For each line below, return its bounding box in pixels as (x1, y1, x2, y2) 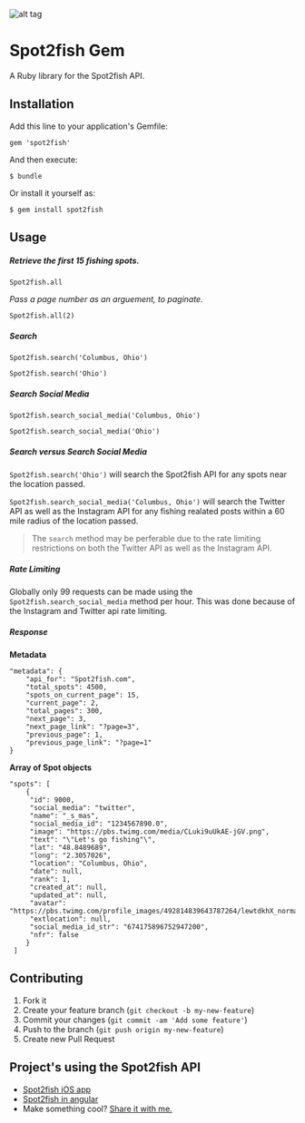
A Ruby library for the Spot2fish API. (9, 70, 145, 81)
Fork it (22, 994, 47, 1006)
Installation (9, 96, 74, 112)
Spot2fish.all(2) (9, 311, 75, 321)
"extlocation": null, (29, 914, 112, 923)
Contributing (9, 971, 84, 986)
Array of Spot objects (9, 762, 93, 773)
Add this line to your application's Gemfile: (9, 121, 168, 132)
